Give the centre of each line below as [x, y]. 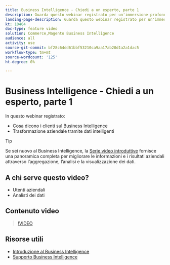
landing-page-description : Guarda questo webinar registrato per [75, 19]
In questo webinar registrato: [35, 116]
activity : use [20, 43]
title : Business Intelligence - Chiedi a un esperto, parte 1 [72, 10]
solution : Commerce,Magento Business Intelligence [60, 33]
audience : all [20, 39]
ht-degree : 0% [20, 62]
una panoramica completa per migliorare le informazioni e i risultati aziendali [85, 156]
